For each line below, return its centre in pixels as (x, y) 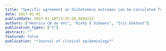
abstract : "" (19, 32)
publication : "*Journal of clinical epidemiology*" (59, 41)
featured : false (22, 37)
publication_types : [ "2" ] (32, 28)
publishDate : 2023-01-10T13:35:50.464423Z (49, 18)
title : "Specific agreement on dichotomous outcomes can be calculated (80, 9)
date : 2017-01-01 (23, 14)
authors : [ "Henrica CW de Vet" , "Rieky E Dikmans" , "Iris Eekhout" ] (77, 23)
